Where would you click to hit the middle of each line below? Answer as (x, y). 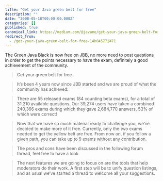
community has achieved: (43, 89)
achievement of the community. (37, 65)
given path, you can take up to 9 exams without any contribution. (82, 139)
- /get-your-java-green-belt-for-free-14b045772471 (63, 41)
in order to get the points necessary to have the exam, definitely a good (76, 60)
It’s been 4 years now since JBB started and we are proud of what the (87, 84)
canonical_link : (21, 32)
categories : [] (20, 23)
